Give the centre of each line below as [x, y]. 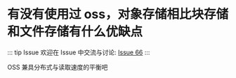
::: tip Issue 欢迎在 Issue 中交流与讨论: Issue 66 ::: [79, 52]
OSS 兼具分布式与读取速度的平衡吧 [58, 67]
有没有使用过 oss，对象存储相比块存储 [118, 14]
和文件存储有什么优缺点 [75, 32]
